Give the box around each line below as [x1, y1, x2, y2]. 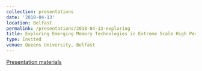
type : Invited [6, 36, 42, 42]
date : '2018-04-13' [6, 14, 55, 20]
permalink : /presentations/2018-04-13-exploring [6, 25, 130, 32]
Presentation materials [6, 58, 62, 66]
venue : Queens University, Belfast [6, 42, 96, 48]
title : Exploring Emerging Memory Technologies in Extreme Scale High [6, 31, 187, 37]
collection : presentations [6, 8, 74, 15]
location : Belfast [6, 20, 52, 26]
